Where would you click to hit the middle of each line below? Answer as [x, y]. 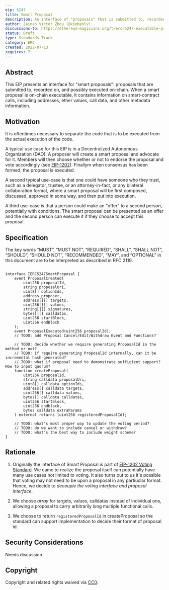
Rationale [20, 452]
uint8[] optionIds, [44, 291]
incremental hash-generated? [36, 358]
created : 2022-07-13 [27, 47]
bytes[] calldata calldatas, [54, 397]
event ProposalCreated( [39, 278]
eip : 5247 [16, 10]
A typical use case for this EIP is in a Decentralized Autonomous [72, 149]
